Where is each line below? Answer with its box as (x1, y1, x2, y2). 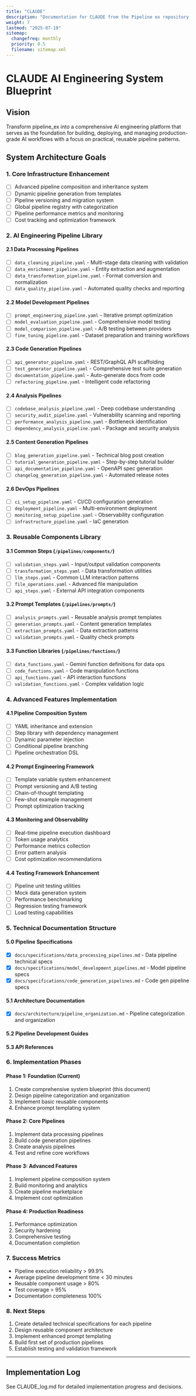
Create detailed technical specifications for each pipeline (14, 1320, 152, 1327)
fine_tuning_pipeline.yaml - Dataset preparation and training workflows (14, 331, 190, 338)
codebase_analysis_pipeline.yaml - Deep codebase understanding (14, 405, 176, 412)
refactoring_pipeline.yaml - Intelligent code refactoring (14, 378, 150, 385)
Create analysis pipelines (14, 1143, 75, 1150)
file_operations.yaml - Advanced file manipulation (14, 580, 138, 587)
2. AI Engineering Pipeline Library (6, 231, 103, 239)
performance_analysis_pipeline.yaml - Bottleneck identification (14, 418, 167, 425)
